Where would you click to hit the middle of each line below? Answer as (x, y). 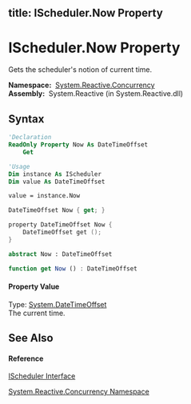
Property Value (34, 286)
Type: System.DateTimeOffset (58, 304)
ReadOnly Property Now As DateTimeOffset (78, 145)
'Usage (19, 166)
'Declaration (30, 138)
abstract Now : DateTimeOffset (60, 254)
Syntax (26, 119)
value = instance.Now (44, 196)
